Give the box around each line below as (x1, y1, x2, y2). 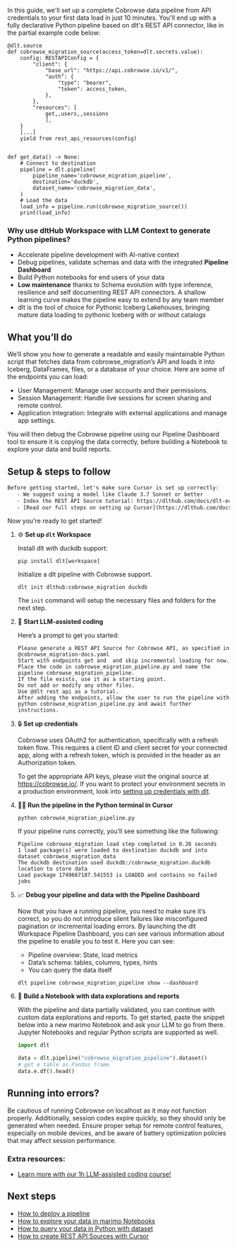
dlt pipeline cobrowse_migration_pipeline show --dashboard (17, 980, 198, 987)
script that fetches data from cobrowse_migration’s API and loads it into (7, 357, 215, 366)
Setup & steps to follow (7, 465, 111, 477)
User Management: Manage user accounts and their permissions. (17, 386, 208, 395)
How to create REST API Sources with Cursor (17, 1231, 150, 1240)
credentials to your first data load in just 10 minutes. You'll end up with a (7, 13, 217, 22)
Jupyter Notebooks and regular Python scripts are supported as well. (17, 1028, 219, 1037)
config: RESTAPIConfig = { (20, 54, 99, 62)
